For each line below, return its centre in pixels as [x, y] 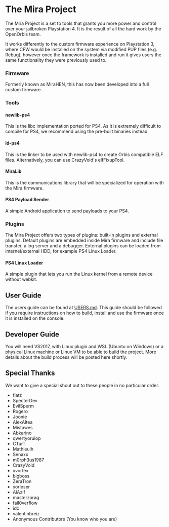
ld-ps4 [13, 143]
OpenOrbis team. [23, 34]
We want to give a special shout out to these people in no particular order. [82, 385]
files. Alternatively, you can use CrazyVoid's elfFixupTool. [65, 160]
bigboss [21, 476]
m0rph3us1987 [28, 460]
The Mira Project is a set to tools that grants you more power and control [81, 23]
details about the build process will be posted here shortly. [66, 357]
